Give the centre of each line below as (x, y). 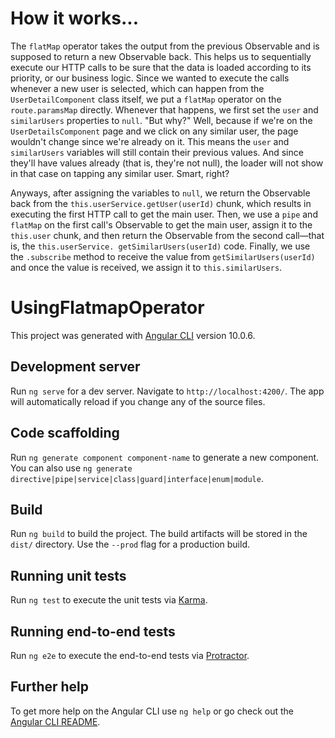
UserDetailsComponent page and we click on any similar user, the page (154, 131)
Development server (75, 367)
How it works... (75, 18)
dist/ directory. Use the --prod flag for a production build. (130, 544)
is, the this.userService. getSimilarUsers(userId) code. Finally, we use (160, 246)
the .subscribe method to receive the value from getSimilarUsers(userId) (163, 256)
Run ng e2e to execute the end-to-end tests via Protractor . (130, 655)
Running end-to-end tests (93, 631)
